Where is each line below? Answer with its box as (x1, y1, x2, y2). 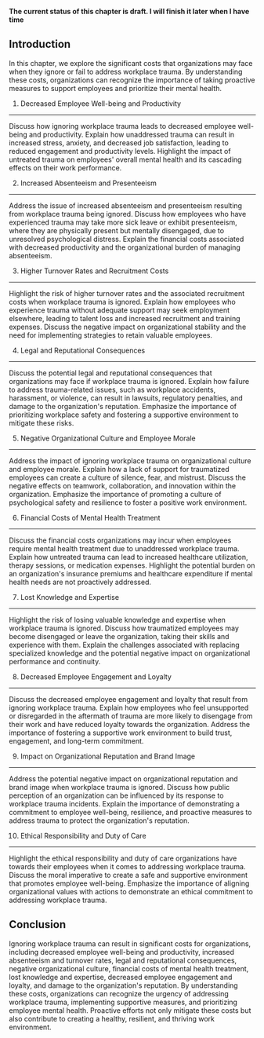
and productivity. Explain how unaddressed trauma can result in (28, 130, 235, 139)
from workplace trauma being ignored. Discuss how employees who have (9, 209, 247, 218)
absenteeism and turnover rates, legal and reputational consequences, (9, 956, 237, 965)
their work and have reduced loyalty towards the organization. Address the (9, 719, 251, 729)
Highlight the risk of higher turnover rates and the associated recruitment (9, 288, 245, 298)
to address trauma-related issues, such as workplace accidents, (9, 385, 216, 394)
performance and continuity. (9, 656, 101, 666)
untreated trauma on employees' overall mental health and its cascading (9, 155, 242, 164)
